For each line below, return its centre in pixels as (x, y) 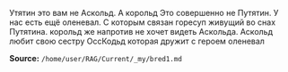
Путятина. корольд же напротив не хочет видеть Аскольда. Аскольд (141, 32)
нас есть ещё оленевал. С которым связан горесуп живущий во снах (143, 22)
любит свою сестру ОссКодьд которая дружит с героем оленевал (137, 41)
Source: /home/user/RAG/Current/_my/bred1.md (96, 58)
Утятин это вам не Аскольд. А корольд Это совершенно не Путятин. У (144, 13)
